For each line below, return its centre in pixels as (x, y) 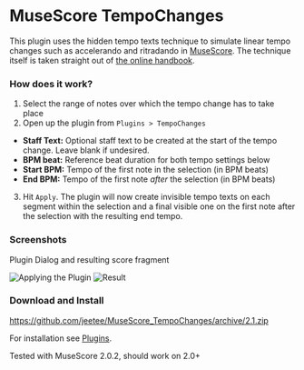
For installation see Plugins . (61, 338)
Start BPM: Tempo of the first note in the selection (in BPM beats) (146, 170)
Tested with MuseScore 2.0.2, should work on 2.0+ (105, 355)
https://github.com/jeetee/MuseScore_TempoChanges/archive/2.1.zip (139, 320)
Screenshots (38, 240)
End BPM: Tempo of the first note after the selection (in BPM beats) (149, 179)
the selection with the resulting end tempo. (103, 216)
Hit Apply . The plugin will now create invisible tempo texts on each (146, 197)
